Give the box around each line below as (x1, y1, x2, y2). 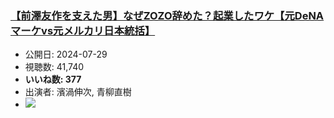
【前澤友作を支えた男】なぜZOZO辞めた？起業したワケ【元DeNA (10, 8, 325, 22)
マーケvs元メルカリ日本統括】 (10, 23, 156, 37)
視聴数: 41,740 (24, 61, 85, 73)
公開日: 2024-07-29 (24, 48, 108, 61)
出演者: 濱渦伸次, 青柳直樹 (24, 86, 132, 98)
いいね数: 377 (24, 73, 82, 86)
